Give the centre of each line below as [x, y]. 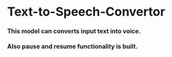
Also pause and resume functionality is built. [73, 46]
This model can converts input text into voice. [74, 31]
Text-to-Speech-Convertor [86, 12]
